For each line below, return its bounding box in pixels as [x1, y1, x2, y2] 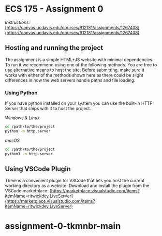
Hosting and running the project [5, 44, 103, 52]
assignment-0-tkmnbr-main [5, 220, 121, 231]
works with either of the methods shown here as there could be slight [5, 72, 144, 78]
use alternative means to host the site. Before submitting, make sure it [5, 67, 145, 73]
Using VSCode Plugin [5, 165, 71, 173]
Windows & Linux [5, 115, 40, 121]
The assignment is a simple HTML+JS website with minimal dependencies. [5, 57, 154, 63]
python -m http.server [5, 128, 51, 134]
